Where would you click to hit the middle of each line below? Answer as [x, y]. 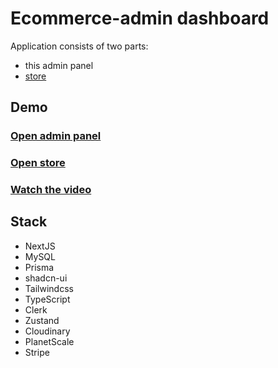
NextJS [40, 246]
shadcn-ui [46, 278]
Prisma [39, 267]
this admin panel [59, 65]
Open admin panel [56, 136]
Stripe [37, 352]
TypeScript [47, 299]
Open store [38, 163]
